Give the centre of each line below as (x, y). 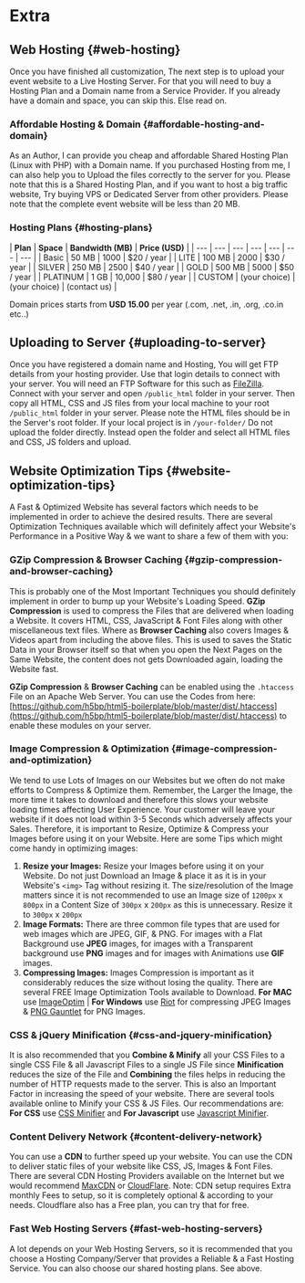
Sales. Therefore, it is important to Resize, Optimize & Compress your (139, 828)
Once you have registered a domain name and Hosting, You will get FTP (144, 364)
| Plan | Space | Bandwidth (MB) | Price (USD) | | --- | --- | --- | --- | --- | (147, 247)
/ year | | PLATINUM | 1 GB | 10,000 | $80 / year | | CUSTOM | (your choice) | (152, 277)
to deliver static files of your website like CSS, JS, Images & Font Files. (141, 1166)
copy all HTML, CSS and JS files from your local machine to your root (140, 404)
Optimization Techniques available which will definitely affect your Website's (153, 527)
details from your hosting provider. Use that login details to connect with (145, 374)
